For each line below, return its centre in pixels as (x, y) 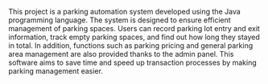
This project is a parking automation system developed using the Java (125, 12)
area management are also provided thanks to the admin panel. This (121, 54)
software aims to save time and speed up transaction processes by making (133, 62)
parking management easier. (56, 71)
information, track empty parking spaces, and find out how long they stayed (134, 37)
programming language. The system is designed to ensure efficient (120, 20)
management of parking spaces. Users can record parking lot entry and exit (134, 28)
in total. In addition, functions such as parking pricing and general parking (131, 46)
